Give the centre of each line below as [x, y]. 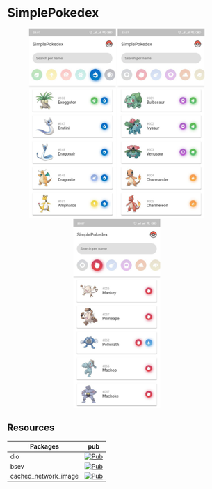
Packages [44, 446]
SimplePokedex [53, 13]
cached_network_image [44, 476]
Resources [31, 428]
